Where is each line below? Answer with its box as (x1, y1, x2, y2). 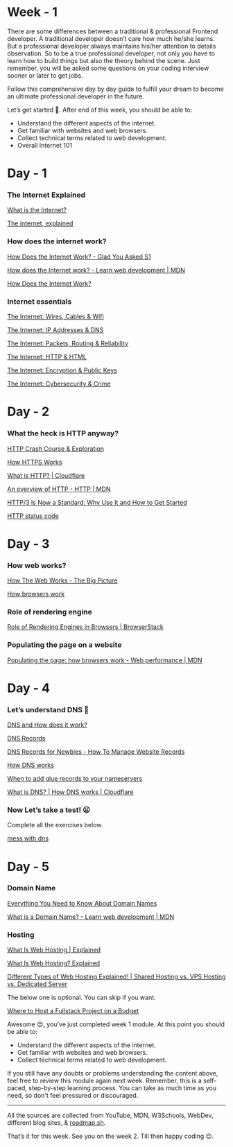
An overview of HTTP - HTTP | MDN (7, 485, 111, 493)
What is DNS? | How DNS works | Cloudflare (7, 788, 134, 796)
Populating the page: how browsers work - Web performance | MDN (7, 656, 202, 664)
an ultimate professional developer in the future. (7, 92, 144, 101)
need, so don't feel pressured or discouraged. (7, 1092, 139, 1100)
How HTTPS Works (7, 458, 62, 466)
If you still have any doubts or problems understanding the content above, (7, 1069, 218, 1078)
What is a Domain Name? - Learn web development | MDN (7, 913, 175, 921)
